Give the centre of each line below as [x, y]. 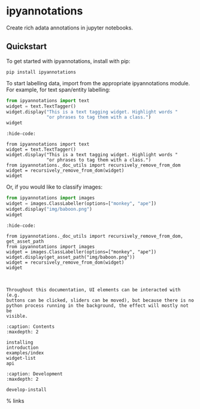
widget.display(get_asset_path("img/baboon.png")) [71, 257]
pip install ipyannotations [41, 72]
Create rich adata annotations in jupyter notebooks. [70, 28]
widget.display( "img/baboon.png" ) [49, 209]
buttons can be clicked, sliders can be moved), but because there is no [100, 300]
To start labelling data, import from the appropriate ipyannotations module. [98, 83]
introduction [22, 347]
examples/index [25, 353]
